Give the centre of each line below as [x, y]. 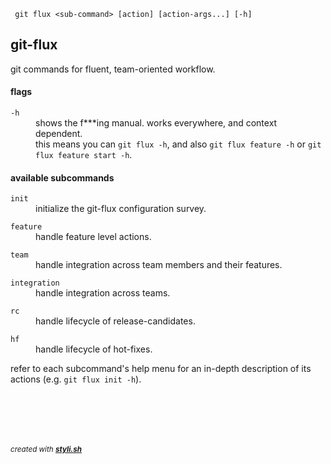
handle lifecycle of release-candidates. [115, 321]
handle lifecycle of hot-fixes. [94, 349]
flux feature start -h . [84, 155]
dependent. [59, 134]
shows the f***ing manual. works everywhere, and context [156, 123]
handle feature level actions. [93, 237]
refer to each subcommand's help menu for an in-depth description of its [161, 369]
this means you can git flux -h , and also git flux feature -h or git [178, 144]
